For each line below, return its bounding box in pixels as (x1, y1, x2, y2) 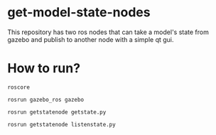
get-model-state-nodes (7, 4, 151, 21)
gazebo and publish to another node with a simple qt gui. (7, 35, 174, 43)
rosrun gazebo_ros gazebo (7, 96, 84, 103)
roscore (7, 83, 31, 91)
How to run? (7, 60, 80, 77)
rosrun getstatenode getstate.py (7, 108, 107, 116)
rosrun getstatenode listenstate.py (7, 121, 116, 128)
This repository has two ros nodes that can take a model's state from (7, 28, 210, 36)
